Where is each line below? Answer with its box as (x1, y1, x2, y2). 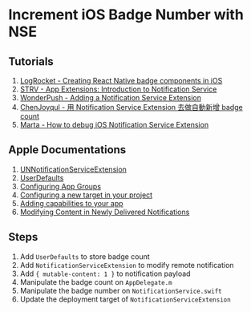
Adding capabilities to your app (19, 198, 123, 208)
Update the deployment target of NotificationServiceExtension (19, 294, 231, 304)
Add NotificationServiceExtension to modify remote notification (19, 260, 234, 269)
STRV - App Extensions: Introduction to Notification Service (19, 84, 217, 94)
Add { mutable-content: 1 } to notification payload (19, 269, 191, 278)
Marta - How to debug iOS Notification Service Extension (19, 120, 209, 129)
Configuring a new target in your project (19, 190, 153, 200)
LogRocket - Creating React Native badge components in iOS (19, 76, 223, 85)
